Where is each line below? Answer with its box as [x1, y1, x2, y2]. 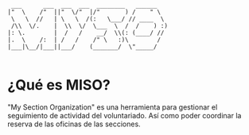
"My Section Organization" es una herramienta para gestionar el [7, 102, 218, 112]
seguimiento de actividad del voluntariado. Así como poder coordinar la [7, 110, 242, 120]
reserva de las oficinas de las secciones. [7, 119, 141, 129]
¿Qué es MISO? [7, 76, 111, 94]
